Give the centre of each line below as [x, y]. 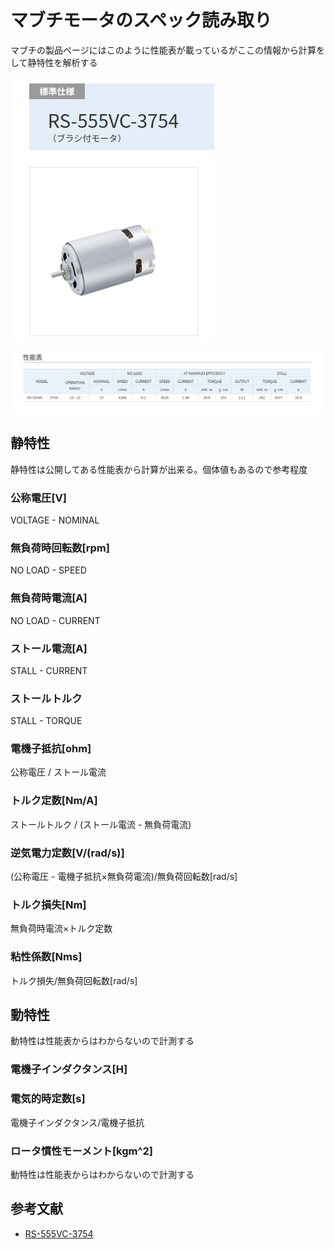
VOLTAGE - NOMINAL [55, 520]
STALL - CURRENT [49, 670]
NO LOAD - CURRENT [55, 620]
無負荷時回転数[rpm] [60, 548]
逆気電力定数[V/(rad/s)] [67, 853]
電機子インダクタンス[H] [69, 1069]
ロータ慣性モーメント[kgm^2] [81, 1151]
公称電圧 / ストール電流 [58, 772]
